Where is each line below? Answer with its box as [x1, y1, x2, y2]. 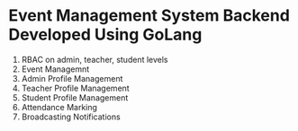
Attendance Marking [21, 101, 98, 112]
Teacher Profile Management [21, 83, 130, 93]
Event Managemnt [21, 64, 90, 74]
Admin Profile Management [21, 73, 123, 83]
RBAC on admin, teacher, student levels [21, 54, 168, 65]
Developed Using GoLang [8, 24, 203, 45]
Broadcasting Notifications [21, 111, 121, 122]
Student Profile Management [21, 92, 129, 103]
